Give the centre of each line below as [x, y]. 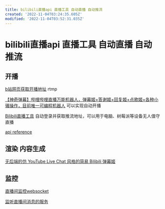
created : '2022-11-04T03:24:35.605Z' [44, 14]
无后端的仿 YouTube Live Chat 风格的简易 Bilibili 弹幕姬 [60, 161]
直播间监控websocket [27, 191]
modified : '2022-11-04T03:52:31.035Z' [45, 19]
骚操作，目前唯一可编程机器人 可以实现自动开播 [53, 105]
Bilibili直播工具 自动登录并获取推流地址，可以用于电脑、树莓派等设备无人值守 [83, 116]
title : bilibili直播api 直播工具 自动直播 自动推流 [54, 10]
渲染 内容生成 [25, 148]
